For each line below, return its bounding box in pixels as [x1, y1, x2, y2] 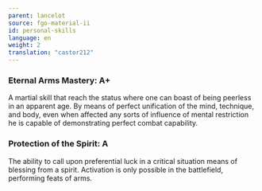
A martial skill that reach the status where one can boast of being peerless [8, 93, 252, 103]
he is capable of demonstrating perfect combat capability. [8, 119, 198, 128]
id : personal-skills [8, 26, 77, 34]
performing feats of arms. [8, 173, 93, 183]
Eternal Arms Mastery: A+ [8, 75, 111, 86]
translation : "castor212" [8, 49, 94, 57]
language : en [8, 33, 52, 42]
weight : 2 [8, 41, 41, 49]
